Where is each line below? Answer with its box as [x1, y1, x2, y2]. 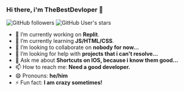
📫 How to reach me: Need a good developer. [15, 64, 130, 71]
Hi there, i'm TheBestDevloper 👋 [6, 5, 104, 14]
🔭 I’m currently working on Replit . [15, 31, 99, 38]
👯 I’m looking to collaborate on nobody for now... [15, 44, 139, 51]
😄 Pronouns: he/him [15, 72, 68, 79]
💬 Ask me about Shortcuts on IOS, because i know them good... [15, 57, 179, 64]
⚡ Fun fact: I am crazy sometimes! [15, 79, 102, 87]
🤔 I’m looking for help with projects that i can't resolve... [15, 50, 158, 57]
